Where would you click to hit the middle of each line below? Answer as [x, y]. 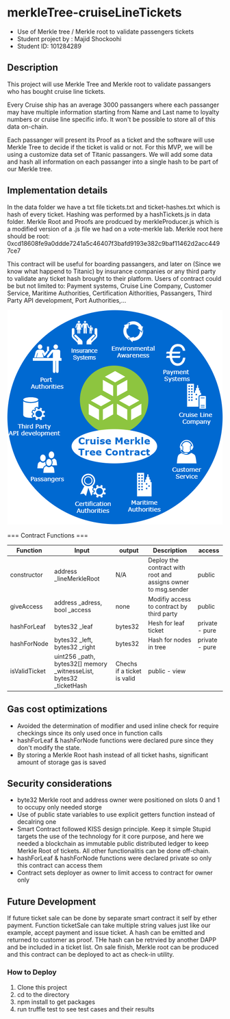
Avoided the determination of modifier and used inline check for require [118, 726]
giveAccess [26, 606]
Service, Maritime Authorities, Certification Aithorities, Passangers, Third [110, 293]
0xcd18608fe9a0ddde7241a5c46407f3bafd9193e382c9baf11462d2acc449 [114, 243]
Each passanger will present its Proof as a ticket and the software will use [111, 140]
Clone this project [42, 987]
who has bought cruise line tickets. [56, 91]
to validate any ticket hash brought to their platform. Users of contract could [114, 278]
